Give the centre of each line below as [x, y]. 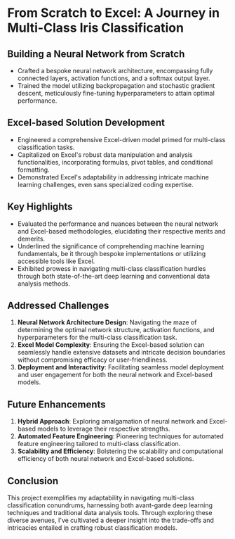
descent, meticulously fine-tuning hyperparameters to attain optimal [116, 93]
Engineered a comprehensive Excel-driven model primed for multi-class [121, 139]
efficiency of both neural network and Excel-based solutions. [106, 459]
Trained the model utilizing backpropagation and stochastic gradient [116, 85]
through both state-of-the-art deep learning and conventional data [114, 276]
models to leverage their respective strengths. [104, 429]
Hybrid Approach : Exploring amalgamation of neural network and [113, 421]
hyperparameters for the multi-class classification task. [97, 337]
